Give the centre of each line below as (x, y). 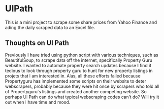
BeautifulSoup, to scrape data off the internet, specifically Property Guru (79, 60)
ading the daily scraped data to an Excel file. (50, 27)
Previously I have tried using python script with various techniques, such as (82, 55)
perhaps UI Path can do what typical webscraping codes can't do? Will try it (82, 97)
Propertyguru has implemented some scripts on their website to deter (76, 81)
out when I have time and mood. (38, 102)
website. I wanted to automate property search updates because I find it (78, 65)
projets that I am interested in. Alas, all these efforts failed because (73, 76)
